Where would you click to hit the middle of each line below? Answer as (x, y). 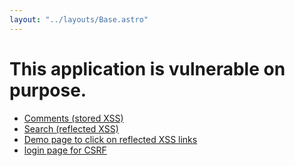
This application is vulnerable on (147, 68)
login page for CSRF (65, 150)
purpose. (48, 90)
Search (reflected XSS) (71, 128)
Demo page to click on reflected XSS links (110, 139)
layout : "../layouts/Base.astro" (79, 19)
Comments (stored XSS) (73, 118)
